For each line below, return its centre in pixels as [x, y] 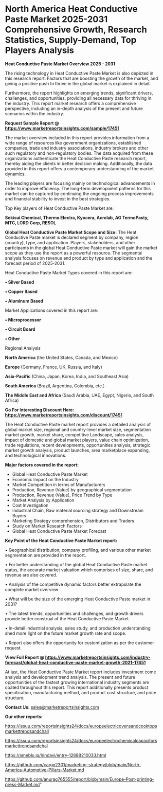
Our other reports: [24, 717]
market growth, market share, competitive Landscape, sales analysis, [74, 434]
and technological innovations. [36, 455]
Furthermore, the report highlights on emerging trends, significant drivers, [79, 93]
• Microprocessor [23, 320]
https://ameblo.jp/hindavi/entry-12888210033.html [55, 755]
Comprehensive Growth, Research [76, 30]
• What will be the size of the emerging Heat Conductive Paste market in [78, 599]
